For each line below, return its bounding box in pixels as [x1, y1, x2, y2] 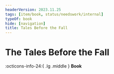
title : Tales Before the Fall [5, 26, 68, 31]
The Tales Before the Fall [5, 47, 110, 58]
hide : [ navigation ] [5, 21, 46, 26]
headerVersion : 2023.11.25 [5, 7, 61, 12]
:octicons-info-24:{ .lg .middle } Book [5, 63, 82, 69]
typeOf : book [5, 16, 32, 21]
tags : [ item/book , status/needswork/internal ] [5, 12, 104, 17]
